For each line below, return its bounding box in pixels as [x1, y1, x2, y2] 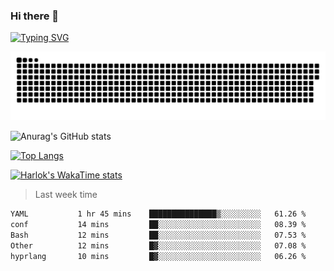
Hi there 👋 [10, 9, 60, 23]
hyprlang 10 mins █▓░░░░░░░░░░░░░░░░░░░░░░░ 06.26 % [10, 251, 307, 261]
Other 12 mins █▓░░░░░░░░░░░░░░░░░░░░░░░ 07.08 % [10, 240, 307, 251]
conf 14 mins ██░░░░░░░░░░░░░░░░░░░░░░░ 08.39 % [10, 219, 307, 229]
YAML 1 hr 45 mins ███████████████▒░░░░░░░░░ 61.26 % [10, 209, 307, 219]
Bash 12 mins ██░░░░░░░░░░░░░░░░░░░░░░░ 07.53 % [10, 230, 307, 240]
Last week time [34, 189, 98, 201]
